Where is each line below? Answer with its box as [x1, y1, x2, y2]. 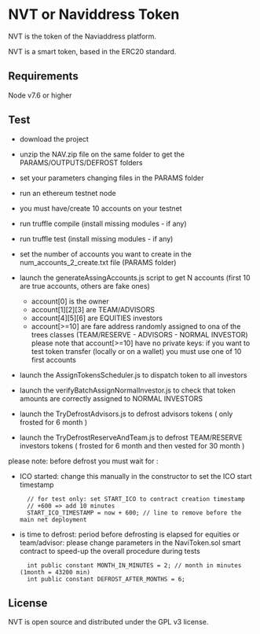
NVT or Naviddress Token [8, 6, 180, 24]
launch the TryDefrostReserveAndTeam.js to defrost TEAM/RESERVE [19, 433, 243, 442]
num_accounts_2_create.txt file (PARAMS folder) [19, 257, 177, 267]
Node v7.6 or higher [8, 90, 72, 100]
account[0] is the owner [31, 297, 109, 306]
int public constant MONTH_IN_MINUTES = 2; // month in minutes [27, 561, 242, 569]
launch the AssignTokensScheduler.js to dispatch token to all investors [19, 370, 247, 379]
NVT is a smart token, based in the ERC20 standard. [8, 46, 177, 56]
